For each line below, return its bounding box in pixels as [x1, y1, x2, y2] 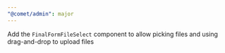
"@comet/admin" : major [7, 10, 74, 18]
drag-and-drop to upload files [7, 37, 94, 46]
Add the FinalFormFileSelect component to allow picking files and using [7, 30, 219, 38]
